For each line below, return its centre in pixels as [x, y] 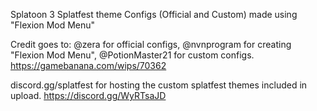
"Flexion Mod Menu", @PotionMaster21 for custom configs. [132, 55]
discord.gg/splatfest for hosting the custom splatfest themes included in [159, 85]
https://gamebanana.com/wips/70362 [88, 65]
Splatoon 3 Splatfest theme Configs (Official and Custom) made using [154, 14]
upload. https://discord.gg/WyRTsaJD [88, 95]
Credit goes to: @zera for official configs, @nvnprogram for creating [151, 44]
